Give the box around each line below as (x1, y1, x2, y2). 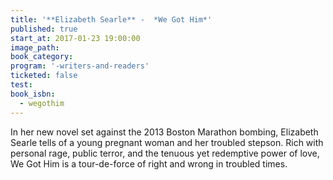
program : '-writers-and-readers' (10, 61, 150, 71)
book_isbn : (10, 89, 56, 99)
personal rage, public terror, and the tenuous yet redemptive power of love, (10, 147, 320, 159)
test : (10, 80, 33, 90)
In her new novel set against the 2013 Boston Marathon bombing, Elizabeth (10, 126, 319, 138)
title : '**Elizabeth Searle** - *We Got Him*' (10, 14, 213, 25)
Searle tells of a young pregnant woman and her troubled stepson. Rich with (10, 136, 324, 148)
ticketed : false (10, 71, 78, 81)
